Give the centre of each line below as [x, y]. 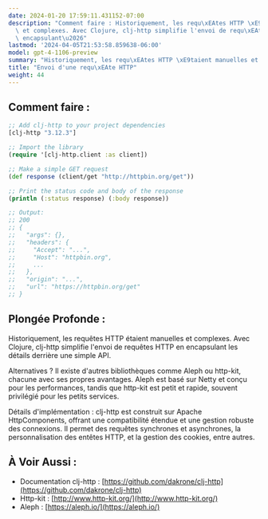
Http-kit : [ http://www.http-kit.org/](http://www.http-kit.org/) [118, 498]
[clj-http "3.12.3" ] [43, 133]
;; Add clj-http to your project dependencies [87, 126]
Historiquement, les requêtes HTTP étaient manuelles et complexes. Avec [129, 338]
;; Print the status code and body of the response [96, 191]
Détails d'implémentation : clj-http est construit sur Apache [105, 411]
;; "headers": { [39, 242]
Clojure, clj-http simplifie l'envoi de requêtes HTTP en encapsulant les [123, 347]
